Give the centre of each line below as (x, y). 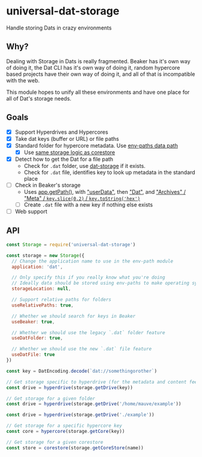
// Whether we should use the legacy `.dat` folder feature (88, 332)
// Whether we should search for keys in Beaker (74, 316)
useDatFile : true (33, 355)
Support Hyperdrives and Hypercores (61, 132)
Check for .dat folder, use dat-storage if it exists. (85, 166)
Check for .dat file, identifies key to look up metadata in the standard (109, 172)
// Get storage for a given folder (51, 399)
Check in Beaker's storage (48, 185)
